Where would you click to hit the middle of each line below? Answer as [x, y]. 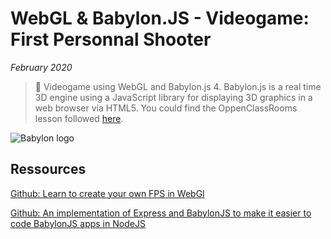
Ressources [48, 169]
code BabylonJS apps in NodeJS [78, 223]
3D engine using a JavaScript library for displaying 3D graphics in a [173, 97]
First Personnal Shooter [111, 39]
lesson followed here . [79, 118]
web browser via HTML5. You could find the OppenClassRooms [166, 108]
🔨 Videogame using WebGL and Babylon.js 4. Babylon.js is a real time [178, 86]
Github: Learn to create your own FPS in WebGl [107, 193]
